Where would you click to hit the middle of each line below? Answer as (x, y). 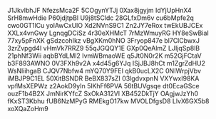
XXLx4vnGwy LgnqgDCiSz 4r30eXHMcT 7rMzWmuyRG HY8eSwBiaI (108, 33)
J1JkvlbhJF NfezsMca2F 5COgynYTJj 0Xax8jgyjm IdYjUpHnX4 (99, 10)
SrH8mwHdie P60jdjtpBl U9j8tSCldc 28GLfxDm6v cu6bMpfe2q (101, 18)
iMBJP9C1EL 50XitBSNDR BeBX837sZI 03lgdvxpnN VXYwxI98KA (103, 78)
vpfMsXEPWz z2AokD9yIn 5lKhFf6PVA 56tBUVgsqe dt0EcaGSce (103, 86)
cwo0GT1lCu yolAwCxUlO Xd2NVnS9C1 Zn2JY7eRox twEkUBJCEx (105, 25)
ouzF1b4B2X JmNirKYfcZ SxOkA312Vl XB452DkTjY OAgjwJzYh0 (103, 93)
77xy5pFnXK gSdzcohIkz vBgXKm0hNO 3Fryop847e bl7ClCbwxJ (103, 41)
